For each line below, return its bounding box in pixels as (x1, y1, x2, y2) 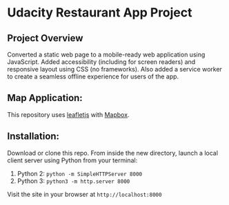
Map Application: (7, 92, 83, 104)
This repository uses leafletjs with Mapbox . (7, 110, 130, 118)
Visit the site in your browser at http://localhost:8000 (7, 190, 162, 198)
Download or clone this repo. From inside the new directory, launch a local (7, 149, 219, 157)
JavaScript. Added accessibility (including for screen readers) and (7, 58, 196, 66)
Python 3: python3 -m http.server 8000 (17, 177, 130, 185)
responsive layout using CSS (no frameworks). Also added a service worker (7, 65, 223, 73)
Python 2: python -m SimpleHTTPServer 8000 (17, 169, 143, 177)
